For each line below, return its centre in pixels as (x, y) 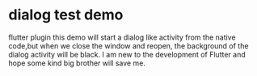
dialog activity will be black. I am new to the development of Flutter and (127, 54)
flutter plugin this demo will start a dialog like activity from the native (122, 37)
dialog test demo (66, 15)
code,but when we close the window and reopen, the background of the (128, 45)
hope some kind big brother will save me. (77, 63)
